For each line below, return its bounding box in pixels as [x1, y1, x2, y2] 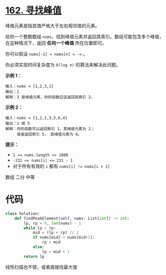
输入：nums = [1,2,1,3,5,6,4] [5, 115, 68, 120]
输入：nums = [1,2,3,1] [5, 83, 54, 89]
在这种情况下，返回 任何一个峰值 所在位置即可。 [5, 39, 107, 46]
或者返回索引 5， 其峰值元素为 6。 [16, 132, 82, 137]
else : [32, 244, 45, 249]
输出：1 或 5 [5, 121, 30, 126]
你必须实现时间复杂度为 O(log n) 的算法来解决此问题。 [5, 61, 121, 68]
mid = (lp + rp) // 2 [32, 230, 79, 236]
